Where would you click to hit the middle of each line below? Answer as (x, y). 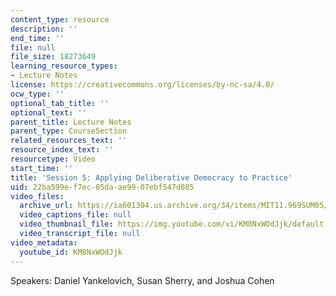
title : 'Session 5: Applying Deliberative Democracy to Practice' (151, 177)
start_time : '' (42, 168)
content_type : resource (60, 19)
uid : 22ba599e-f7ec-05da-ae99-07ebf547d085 (102, 187)
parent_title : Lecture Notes (71, 122)
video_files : (37, 196)
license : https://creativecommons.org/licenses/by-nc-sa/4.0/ (142, 85)
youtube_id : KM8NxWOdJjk (71, 252)
